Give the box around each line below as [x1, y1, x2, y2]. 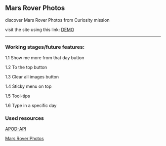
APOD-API [5, 126, 26, 132]
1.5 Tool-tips [5, 93, 31, 99]
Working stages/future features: [5, 43, 85, 50]
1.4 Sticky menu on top [5, 83, 52, 89]
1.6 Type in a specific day [5, 103, 57, 109]
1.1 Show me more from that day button [5, 55, 84, 61]
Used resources [5, 115, 44, 122]
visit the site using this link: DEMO [5, 27, 74, 33]
